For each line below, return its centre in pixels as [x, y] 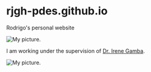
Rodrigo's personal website [40, 28]
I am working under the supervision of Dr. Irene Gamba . [76, 51]
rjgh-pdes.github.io [57, 11]
